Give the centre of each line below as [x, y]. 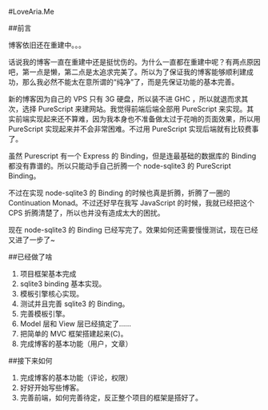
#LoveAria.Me [31, 12]
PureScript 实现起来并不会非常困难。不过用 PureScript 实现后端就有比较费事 [134, 129]
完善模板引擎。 [44, 314]
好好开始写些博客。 [52, 388]
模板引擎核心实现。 [52, 294]
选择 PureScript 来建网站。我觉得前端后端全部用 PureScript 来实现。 [134, 109]
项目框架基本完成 [48, 274]
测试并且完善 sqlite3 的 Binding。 [74, 304]
